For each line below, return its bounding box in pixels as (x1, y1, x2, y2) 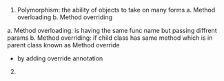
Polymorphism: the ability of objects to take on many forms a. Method (17, 6, 216, 14)
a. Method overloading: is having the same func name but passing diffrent (7, 27, 217, 34)
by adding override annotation (17, 54, 103, 62)
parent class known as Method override (7, 41, 120, 49)
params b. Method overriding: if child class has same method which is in (7, 34, 213, 42)
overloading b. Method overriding (17, 13, 112, 21)
